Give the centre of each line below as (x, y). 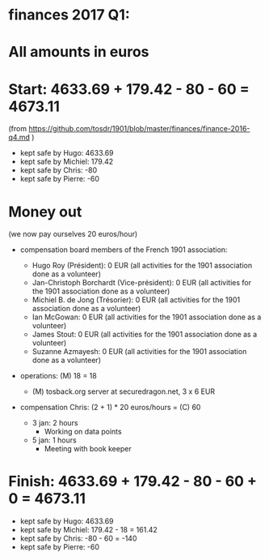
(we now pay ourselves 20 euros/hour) (73, 234)
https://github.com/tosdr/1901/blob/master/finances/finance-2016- (139, 129)
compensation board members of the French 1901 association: (124, 250)
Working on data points (83, 432)
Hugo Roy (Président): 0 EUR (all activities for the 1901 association (142, 266)
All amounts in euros (79, 52)
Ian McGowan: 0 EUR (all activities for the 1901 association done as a (147, 317)
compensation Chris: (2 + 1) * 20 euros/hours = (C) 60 (110, 408)
